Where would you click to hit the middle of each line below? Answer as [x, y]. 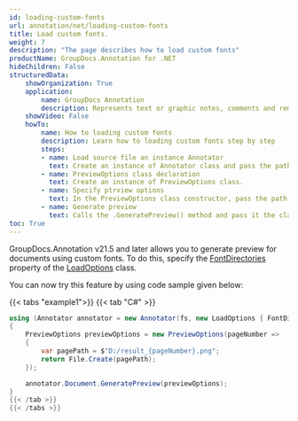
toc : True [27, 223]
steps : [53, 149]
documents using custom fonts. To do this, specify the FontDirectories [137, 258]
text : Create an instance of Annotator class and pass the [160, 166]
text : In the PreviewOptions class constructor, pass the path [168, 199]
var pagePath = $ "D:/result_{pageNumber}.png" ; [130, 351]
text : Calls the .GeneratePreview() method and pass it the [162, 215]
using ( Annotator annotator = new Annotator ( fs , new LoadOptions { [137, 318]
